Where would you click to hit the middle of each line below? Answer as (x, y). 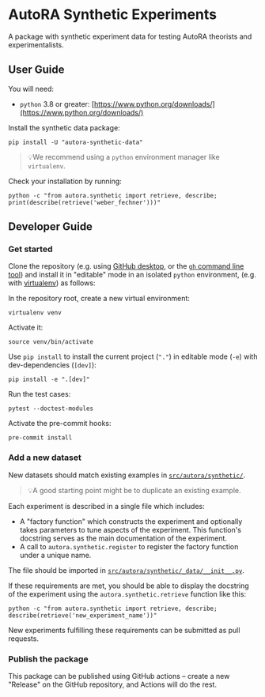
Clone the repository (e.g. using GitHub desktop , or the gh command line (126, 266)
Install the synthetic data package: (64, 127)
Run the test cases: (40, 394)
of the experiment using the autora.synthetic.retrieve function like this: (127, 593)
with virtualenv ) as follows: (52, 283)
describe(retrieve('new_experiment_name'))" (83, 615)
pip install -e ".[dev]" (49, 380)
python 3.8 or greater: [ (57, 104)
